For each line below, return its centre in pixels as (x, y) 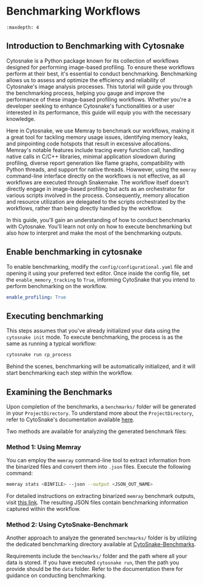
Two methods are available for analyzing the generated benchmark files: (97, 431)
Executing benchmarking (55, 316)
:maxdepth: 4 (23, 27)
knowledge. (21, 119)
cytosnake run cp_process (39, 355)
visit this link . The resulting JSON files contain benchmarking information (97, 502)
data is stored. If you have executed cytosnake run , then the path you (93, 562)
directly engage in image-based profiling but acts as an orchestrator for (96, 189)
